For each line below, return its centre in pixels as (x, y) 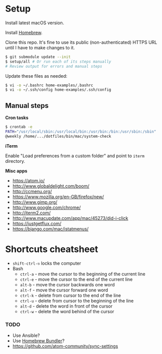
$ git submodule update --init (38, 57)
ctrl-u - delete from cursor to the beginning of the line (77, 301)
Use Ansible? (26, 335)
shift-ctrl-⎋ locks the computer (47, 263)
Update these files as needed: (36, 76)
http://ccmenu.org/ (32, 191)
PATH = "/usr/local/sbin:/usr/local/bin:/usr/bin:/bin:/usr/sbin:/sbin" (81, 132)
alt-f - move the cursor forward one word (64, 290)
